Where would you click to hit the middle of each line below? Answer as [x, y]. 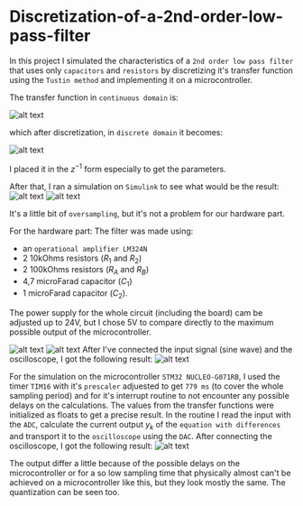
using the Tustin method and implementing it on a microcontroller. [131, 79]
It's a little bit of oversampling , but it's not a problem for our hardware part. [147, 213]
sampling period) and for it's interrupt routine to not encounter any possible [150, 395]
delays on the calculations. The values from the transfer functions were [142, 405]
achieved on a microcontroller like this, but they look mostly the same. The [147, 482]
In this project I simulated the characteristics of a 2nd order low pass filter [151, 60]
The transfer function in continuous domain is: [94, 97]
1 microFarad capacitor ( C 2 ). [75, 294]
